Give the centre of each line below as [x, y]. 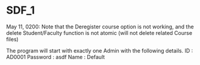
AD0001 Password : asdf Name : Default [56, 57]
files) [13, 39]
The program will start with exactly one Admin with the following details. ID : [100, 50]
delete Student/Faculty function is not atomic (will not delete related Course [99, 32]
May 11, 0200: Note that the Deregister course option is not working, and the [100, 27]
